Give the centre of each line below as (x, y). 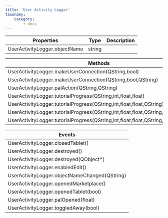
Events (67, 135)
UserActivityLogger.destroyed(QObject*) (56, 159)
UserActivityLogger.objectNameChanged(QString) (67, 176)
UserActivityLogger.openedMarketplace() (57, 184)
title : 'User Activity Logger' (38, 10)
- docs (30, 24)
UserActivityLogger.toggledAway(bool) (54, 208)
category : (24, 19)
